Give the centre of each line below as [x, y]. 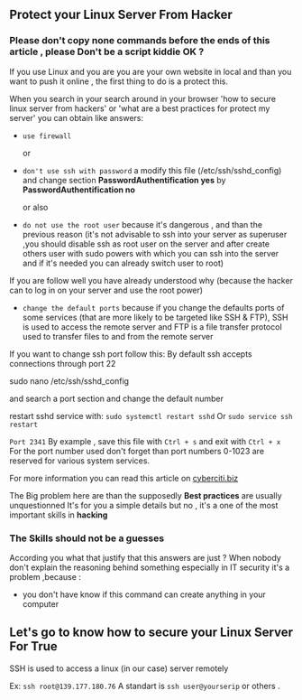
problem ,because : [45, 576]
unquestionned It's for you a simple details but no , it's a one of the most [144, 505]
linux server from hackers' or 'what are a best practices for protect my [140, 108]
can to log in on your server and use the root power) [106, 290]
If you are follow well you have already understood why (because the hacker [151, 280]
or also [35, 207]
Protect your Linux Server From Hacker [121, 15]
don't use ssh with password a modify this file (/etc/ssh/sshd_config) [152, 170]
